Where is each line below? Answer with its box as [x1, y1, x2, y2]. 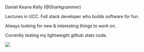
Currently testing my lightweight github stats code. [5, 33, 107, 38]
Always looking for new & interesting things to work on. [5, 23, 117, 29]
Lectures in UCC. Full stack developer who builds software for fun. [5, 14, 140, 19]
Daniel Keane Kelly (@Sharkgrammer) [5, 4, 81, 10]
